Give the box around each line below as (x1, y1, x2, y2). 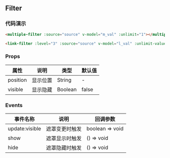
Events (5, 101, 23, 109)
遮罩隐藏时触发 (46, 144, 82, 151)
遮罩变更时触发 (46, 126, 82, 133)
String (57, 76, 72, 83)
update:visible (8, 125, 41, 132)
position (8, 76, 27, 83)
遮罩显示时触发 (46, 135, 82, 142)
